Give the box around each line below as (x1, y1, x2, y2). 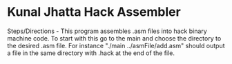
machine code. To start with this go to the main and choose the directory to (7, 34, 222, 42)
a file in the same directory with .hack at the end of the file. (7, 49, 175, 57)
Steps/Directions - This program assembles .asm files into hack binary (7, 27, 207, 35)
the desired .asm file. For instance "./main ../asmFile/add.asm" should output (7, 41, 225, 50)
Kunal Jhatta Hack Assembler (7, 4, 181, 20)
